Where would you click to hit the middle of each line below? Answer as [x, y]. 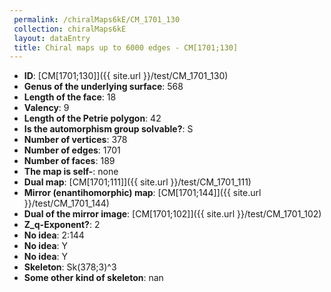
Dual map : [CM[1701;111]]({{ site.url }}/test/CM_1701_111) [137, 182]
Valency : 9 [46, 108]
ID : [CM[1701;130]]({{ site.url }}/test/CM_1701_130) [126, 76]
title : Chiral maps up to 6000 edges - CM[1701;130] [126, 47]
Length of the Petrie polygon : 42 [92, 118]
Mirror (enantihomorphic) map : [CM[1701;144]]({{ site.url [142, 193]
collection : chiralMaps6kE [70, 29]
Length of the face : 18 [70, 97]
